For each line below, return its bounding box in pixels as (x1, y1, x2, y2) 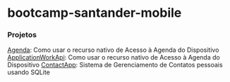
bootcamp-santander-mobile (7, 5, 182, 21)
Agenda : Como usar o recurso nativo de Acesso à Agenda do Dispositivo (7, 46, 219, 54)
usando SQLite (7, 68, 51, 76)
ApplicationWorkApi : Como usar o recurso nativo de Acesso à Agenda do (7, 53, 220, 62)
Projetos (7, 30, 37, 40)
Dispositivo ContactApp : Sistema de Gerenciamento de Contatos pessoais (7, 61, 224, 69)
